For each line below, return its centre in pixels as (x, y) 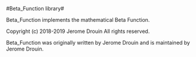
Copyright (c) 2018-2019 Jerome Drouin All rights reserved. (78, 31)
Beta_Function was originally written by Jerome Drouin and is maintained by (98, 43)
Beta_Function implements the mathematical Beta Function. (78, 20)
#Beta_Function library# (35, 9)
